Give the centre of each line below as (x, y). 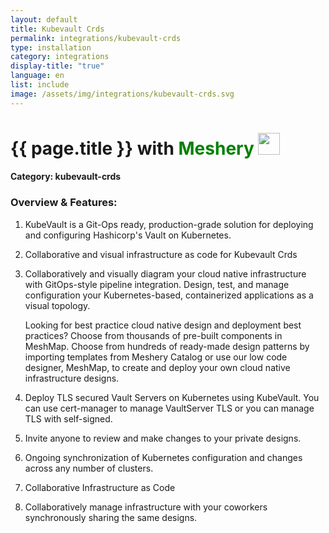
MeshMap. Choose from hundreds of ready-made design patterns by (167, 346)
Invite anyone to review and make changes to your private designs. (163, 438)
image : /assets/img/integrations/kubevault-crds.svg (122, 94)
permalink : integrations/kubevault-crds (96, 38)
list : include (40, 85)
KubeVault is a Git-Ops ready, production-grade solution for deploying (169, 224)
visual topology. (57, 305)
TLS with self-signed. (68, 418)
